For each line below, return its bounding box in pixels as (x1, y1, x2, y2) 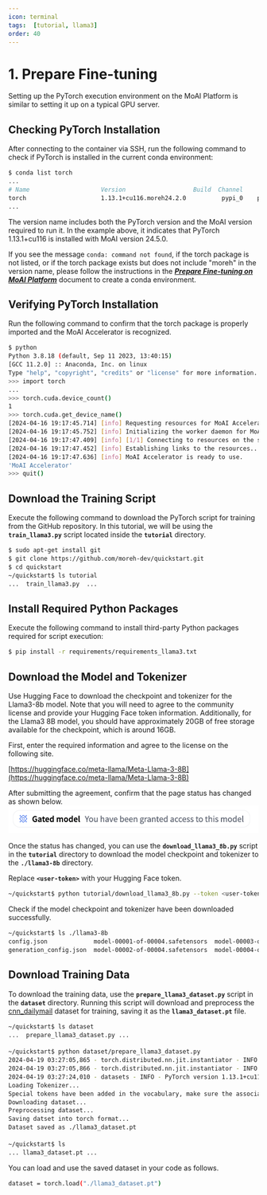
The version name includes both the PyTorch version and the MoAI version (8, 217, 253, 226)
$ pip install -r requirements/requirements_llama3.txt (8, 648, 197, 656)
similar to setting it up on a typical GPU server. (8, 100, 161, 109)
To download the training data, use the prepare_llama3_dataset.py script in (8, 989, 254, 999)
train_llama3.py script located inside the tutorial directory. (8, 530, 207, 539)
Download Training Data (8, 968, 130, 981)
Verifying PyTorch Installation (8, 297, 159, 311)
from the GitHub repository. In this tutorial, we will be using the (8, 522, 213, 531)
